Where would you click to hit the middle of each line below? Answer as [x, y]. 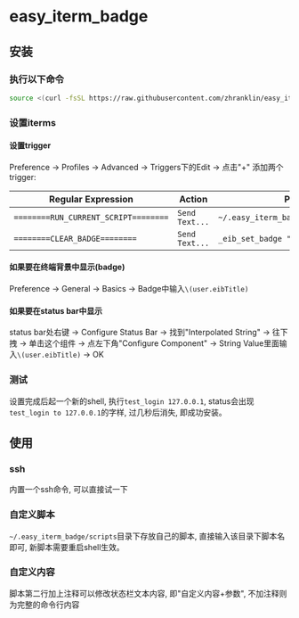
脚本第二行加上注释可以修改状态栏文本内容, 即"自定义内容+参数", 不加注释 [145, 593]
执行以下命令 [37, 79]
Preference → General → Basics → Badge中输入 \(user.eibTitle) [129, 289]
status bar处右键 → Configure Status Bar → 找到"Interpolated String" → [140, 333]
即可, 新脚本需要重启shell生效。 [67, 547]
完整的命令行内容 [48, 605]
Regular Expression [91, 199]
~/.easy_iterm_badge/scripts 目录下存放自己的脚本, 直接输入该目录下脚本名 [147, 536]
